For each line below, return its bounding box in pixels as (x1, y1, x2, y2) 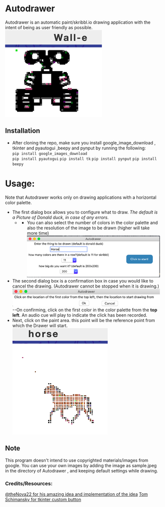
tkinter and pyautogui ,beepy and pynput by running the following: (12, 145, 146, 151)
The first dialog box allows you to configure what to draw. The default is (12, 209, 158, 215)
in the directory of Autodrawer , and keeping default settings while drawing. (5, 468, 158, 473)
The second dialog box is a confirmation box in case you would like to (12, 278, 154, 284)
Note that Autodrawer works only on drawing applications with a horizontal (5, 194, 157, 200)
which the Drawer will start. (12, 323, 68, 328)
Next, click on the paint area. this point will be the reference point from (12, 317, 156, 323)
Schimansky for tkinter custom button (5, 496, 82, 502)
